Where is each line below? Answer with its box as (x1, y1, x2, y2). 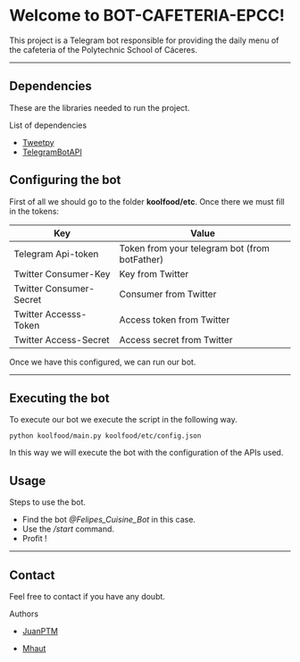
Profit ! (21, 533, 47, 544)
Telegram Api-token (13, 247, 99, 260)
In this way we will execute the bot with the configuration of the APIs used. (9, 448, 284, 458)
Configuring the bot (9, 172, 121, 188)
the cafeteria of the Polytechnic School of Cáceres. (9, 44, 198, 54)
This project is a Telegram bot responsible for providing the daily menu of (9, 35, 279, 46)
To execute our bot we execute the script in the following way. (9, 415, 238, 425)
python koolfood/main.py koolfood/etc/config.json (9, 432, 202, 440)
